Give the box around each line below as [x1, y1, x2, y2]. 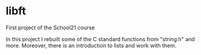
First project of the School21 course [5, 24, 95, 31]
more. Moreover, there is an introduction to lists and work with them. [5, 42, 177, 49]
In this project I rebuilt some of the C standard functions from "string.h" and [5, 35, 195, 42]
